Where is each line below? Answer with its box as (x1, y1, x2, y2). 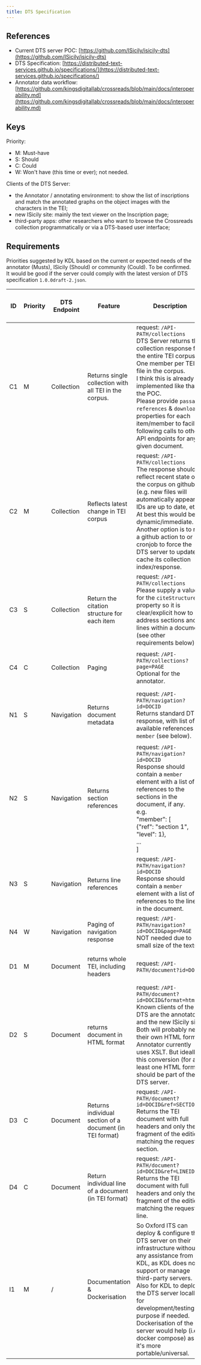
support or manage (136, 1266, 190, 1275)
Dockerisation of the (136, 1319, 193, 1328)
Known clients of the (136, 1003, 194, 1011)
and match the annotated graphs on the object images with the (14, 198, 170, 205)
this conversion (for (136, 1056, 191, 1064)
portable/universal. (136, 1349, 190, 1358)
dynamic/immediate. (136, 518, 194, 526)
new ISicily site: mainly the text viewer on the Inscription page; (14, 211, 169, 218)
